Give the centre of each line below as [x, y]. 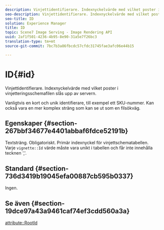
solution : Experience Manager [36, 23]
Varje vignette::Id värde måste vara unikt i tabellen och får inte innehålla [79, 148]
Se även [18, 203]
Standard [20, 169]
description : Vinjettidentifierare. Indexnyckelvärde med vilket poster [81, 10]
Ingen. [11, 188]
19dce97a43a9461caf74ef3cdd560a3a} [68, 211]
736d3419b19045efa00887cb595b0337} [69, 176]
